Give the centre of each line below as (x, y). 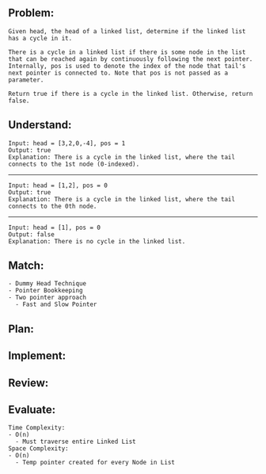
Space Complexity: (38, 449)
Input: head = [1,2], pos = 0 (58, 185)
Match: (26, 266)
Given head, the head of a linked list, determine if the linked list (127, 31)
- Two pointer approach (47, 298)
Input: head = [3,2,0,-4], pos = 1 (67, 143)
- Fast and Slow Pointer (56, 304)
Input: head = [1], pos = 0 (55, 227)
